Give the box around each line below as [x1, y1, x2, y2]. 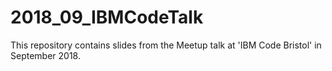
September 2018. [10, 49, 81, 61]
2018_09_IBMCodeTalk [10, 6, 204, 29]
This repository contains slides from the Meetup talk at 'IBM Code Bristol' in [10, 39, 322, 51]
